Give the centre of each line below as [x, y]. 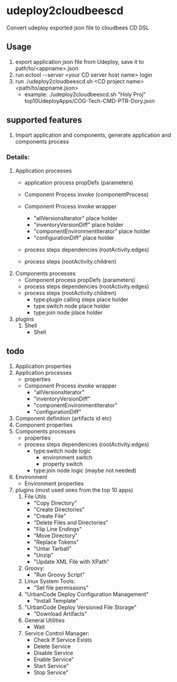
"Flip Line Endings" [58, 529]
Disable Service [53, 653]
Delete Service [52, 646]
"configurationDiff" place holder [74, 237]
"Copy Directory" [55, 503]
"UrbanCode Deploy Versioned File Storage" [80, 607]
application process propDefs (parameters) [79, 182]
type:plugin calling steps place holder [81, 299]
